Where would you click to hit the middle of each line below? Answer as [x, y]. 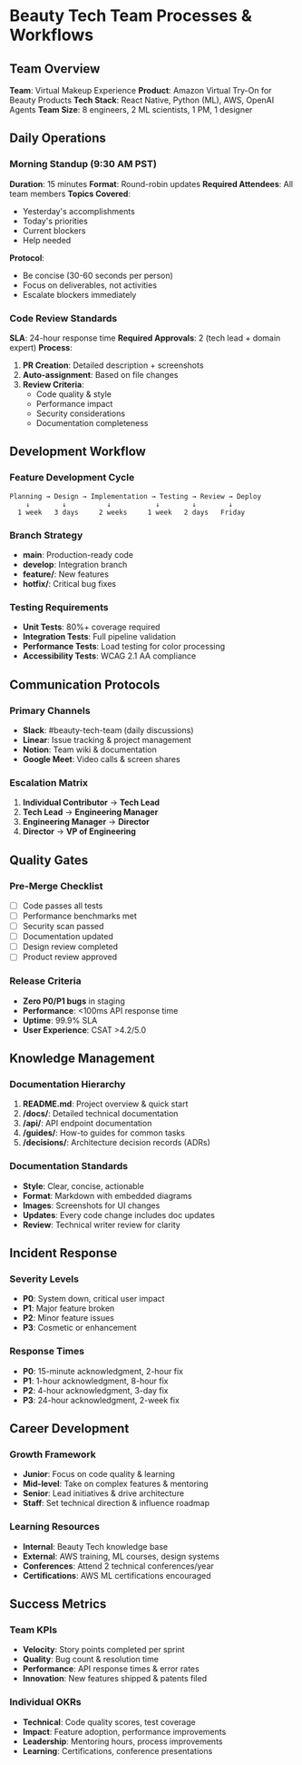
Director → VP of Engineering [79, 831]
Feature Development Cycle [72, 478]
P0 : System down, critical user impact [93, 1299]
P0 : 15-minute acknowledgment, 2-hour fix [103, 1371]
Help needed [47, 240]
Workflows [51, 35]
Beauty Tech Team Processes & [131, 16]
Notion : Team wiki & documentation [89, 749]
